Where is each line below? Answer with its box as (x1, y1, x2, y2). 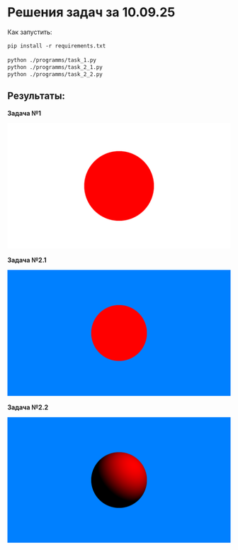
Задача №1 (7, 109, 41, 117)
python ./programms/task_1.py (7, 56, 97, 64)
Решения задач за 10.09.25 (7, 4, 176, 21)
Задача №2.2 (7, 402, 49, 412)
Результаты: (7, 90, 66, 102)
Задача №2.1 (7, 256, 47, 265)
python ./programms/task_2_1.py (7, 63, 103, 71)
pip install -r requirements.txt (7, 42, 106, 50)
